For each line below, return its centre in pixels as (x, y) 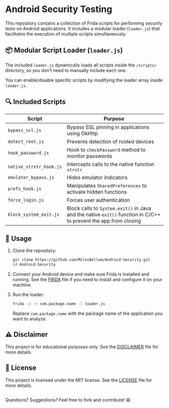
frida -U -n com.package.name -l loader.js (59, 304)
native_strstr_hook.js (35, 167)
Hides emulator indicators (97, 177)
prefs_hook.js (25, 189)
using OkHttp (82, 133)
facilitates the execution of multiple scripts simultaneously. (66, 34)
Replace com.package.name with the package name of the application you (88, 313)
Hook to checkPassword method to (106, 149)
